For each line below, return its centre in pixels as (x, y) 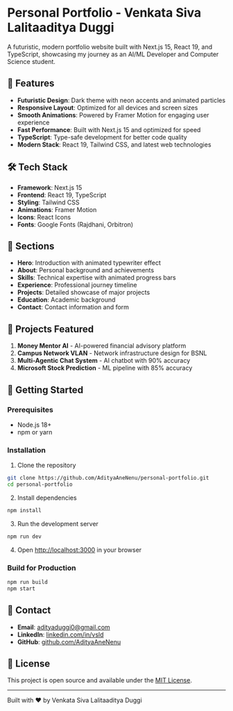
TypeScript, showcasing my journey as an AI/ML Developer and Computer (113, 54)
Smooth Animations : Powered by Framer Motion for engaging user (113, 115)
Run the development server (58, 523)
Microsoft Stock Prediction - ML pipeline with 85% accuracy (105, 368)
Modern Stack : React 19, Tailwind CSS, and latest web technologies (114, 145)
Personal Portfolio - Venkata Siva (104, 13)
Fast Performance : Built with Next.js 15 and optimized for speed (109, 129)
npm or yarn (35, 432)
